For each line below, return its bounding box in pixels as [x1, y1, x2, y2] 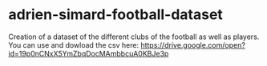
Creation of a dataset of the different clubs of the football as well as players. [8, 32, 260, 41]
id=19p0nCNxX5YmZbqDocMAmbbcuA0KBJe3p [8, 49, 169, 58]
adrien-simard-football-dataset [8, 6, 223, 24]
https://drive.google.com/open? [140, 40, 246, 49]
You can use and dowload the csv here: [8, 40, 139, 49]
